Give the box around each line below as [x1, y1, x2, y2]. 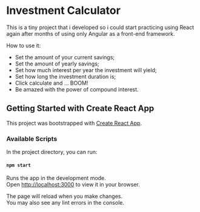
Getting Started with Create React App [6, 104, 155, 114]
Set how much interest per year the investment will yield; [15, 66, 157, 73]
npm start [6, 162, 32, 168]
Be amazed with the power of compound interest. [15, 85, 139, 93]
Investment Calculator [6, 4, 121, 18]
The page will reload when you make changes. [6, 193, 123, 200]
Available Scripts [6, 134, 58, 143]
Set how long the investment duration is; [15, 73, 116, 80]
